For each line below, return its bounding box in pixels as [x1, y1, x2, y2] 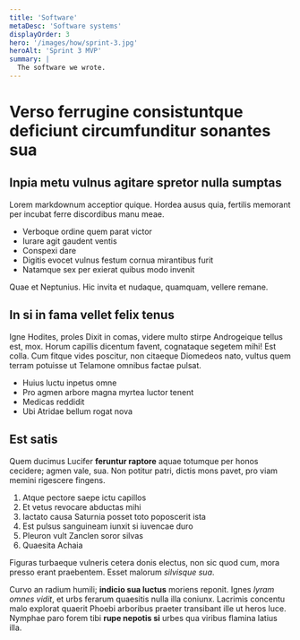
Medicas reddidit [21, 396, 85, 407]
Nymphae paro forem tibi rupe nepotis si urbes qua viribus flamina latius [9, 612, 278, 623]
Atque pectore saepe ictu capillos [21, 492, 147, 503]
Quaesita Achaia [21, 540, 83, 550]
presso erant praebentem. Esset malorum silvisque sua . [9, 566, 215, 577]
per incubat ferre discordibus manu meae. [9, 208, 165, 220]
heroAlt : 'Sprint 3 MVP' [9, 47, 102, 56]
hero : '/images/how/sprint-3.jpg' [9, 38, 139, 48]
